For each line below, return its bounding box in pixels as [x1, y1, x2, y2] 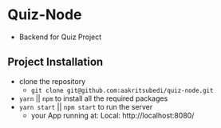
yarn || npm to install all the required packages [18, 94, 168, 103]
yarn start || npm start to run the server [18, 102, 153, 111]
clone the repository [18, 76, 86, 86]
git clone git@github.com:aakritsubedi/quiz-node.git [30, 86, 214, 94]
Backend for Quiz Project [18, 32, 102, 42]
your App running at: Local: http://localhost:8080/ [30, 110, 195, 120]
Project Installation [7, 55, 104, 69]
